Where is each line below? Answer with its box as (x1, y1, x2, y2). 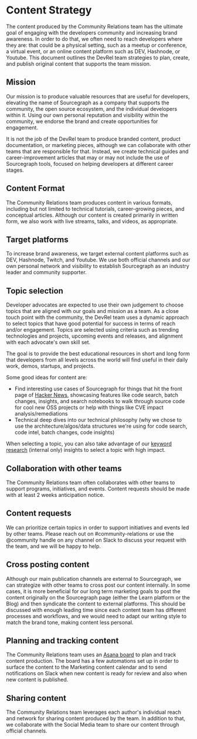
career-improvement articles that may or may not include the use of (6, 154, 169, 161)
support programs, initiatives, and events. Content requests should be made (6, 485, 190, 492)
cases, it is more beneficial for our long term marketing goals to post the (6, 587, 181, 595)
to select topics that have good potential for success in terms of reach (6, 320, 176, 327)
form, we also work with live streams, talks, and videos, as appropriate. (6, 217, 178, 224)
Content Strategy (6, 4, 92, 17)
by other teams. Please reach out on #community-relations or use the (6, 530, 174, 537)
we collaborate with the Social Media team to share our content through (6, 721, 179, 728)
